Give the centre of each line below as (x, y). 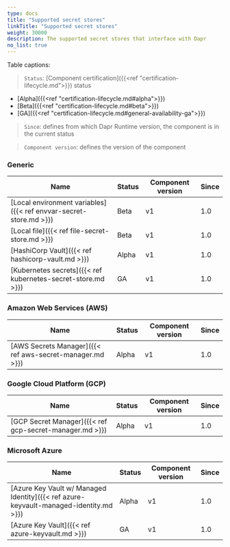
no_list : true (27, 45)
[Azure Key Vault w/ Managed (59, 489)
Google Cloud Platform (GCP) (56, 383)
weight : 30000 (27, 33)
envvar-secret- (61, 211)
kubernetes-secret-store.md (57, 279)
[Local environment (42, 203)
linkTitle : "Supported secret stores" (62, 26)
